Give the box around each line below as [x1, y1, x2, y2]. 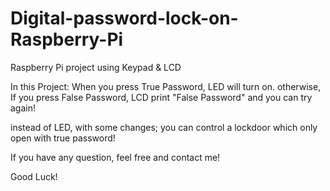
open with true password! [10, 132, 116, 144]
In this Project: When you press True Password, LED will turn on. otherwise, [10, 80, 322, 92]
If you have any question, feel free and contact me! [10, 151, 221, 163]
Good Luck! [10, 170, 58, 182]
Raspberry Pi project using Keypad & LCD [10, 61, 182, 73]
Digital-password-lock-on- [10, 7, 239, 30]
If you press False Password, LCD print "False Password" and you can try [10, 91, 313, 103]
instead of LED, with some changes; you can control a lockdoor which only [10, 121, 318, 133]
